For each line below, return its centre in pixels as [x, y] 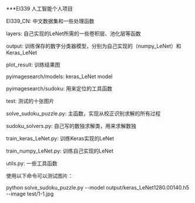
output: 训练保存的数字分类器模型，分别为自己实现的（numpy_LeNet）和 [94, 46]
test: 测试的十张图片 [30, 101]
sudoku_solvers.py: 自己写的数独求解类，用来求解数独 [71, 126]
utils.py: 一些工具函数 [32, 163]
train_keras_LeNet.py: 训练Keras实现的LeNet [60, 138]
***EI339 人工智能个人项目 [40, 9]
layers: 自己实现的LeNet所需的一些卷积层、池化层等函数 [73, 33]
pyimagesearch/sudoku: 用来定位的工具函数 [59, 89]
